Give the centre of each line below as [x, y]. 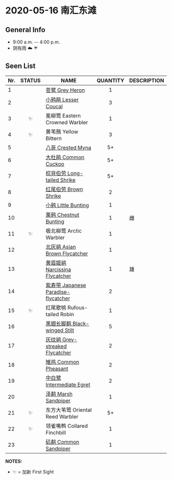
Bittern [54, 138]
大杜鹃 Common [65, 157]
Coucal [54, 106]
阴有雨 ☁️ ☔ [25, 48]
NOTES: [14, 461]
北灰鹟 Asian [61, 247]
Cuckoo [55, 164]
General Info [25, 29]
